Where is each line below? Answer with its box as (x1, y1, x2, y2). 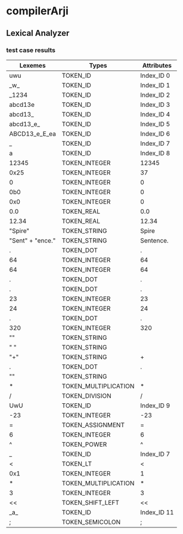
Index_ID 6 (139, 130, 170, 138)
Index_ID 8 (139, 149, 170, 157)
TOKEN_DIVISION (61, 391, 111, 400)
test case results (6, 46, 55, 54)
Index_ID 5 (139, 119, 170, 128)
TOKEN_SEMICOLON (61, 518, 121, 526)
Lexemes (19, 61, 46, 69)
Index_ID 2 (139, 91, 170, 99)
